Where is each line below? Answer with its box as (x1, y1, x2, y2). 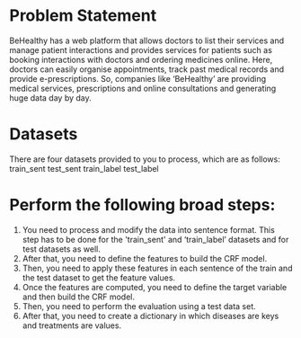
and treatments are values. (22, 320, 122, 331)
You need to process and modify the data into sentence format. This (22, 224, 276, 235)
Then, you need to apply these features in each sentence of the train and (22, 262, 293, 273)
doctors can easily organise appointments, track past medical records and (9, 64, 285, 75)
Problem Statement (9, 5, 157, 26)
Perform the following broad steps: (9, 195, 276, 216)
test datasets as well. (22, 244, 101, 254)
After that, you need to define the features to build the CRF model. (22, 253, 268, 263)
